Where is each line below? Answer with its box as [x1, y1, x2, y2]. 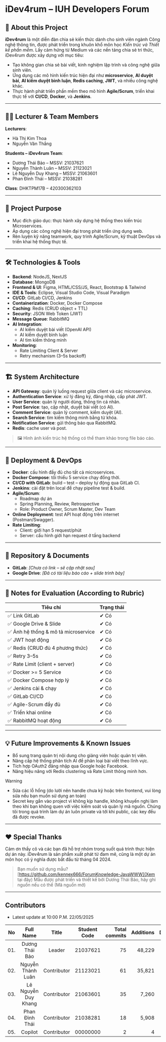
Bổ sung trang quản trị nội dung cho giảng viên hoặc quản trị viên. [12, 752, 147, 758]
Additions [131, 929, 155, 936]
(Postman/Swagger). [12, 517, 55, 523]
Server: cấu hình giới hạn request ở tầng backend [19, 533, 121, 539]
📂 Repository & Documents [5, 552, 89, 560]
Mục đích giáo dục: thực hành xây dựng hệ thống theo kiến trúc [12, 217, 142, 223]
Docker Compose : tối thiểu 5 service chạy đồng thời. [12, 475, 121, 481]
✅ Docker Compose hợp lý [7, 677, 69, 684]
